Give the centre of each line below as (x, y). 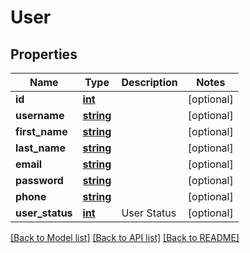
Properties (44, 54)
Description (149, 82)
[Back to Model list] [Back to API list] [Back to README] (125, 237)
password (39, 180)
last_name (40, 148)
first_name (41, 131)
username (40, 115)
